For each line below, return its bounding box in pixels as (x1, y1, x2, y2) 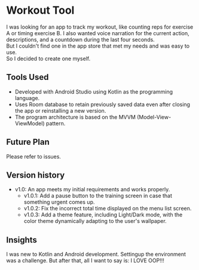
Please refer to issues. (6, 153, 62, 160)
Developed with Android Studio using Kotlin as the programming (14, 88, 173, 95)
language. (14, 94, 40, 101)
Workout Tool (6, 4, 75, 17)
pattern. (45, 120, 66, 127)
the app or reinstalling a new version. (14, 107, 106, 114)
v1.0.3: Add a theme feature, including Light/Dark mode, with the (23, 211, 183, 218)
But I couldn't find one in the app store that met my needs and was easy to (6, 42, 190, 49)
